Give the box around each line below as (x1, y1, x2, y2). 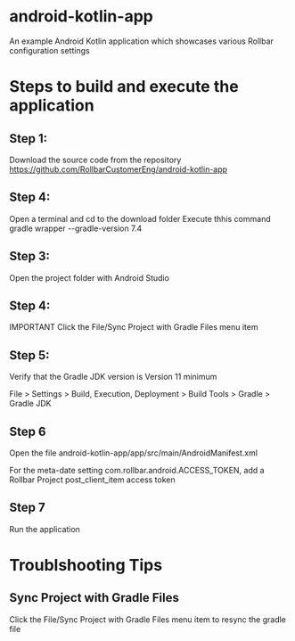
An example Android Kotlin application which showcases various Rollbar (9, 36, 275, 46)
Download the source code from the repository (9, 154, 182, 165)
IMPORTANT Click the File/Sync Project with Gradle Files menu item (9, 322, 258, 333)
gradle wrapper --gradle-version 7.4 (9, 223, 143, 234)
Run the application (9, 523, 80, 534)
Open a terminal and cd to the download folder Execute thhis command (9, 213, 271, 224)
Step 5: (9, 348, 51, 363)
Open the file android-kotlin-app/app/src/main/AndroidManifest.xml (9, 448, 258, 458)
